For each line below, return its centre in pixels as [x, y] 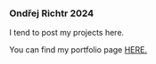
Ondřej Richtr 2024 [52, 13]
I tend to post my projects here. [67, 33]
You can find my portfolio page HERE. [78, 50]
